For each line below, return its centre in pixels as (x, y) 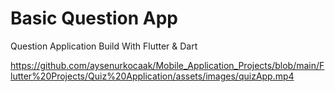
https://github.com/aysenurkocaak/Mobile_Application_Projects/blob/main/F (167, 65)
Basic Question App (94, 18)
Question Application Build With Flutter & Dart (104, 46)
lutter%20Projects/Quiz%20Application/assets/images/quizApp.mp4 (152, 76)
